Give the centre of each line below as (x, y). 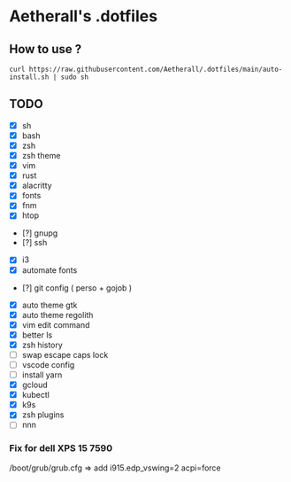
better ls (37, 335)
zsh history (42, 345)
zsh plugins (43, 415)
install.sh (29, 77)
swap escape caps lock (65, 354)
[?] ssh (34, 243)
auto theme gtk (50, 305)
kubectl (36, 395)
